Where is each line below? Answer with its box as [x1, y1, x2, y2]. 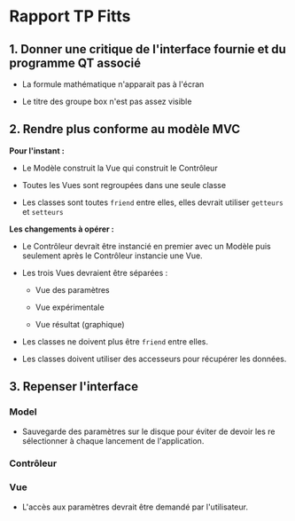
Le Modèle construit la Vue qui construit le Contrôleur [21, 162, 219, 173]
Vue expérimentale [35, 302, 105, 312]
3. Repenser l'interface [9, 379, 139, 394]
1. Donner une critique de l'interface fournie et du [9, 42, 286, 57]
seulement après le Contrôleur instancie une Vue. [21, 250, 203, 261]
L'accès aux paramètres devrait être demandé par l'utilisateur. [21, 501, 248, 512]
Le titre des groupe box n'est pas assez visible [21, 96, 192, 107]
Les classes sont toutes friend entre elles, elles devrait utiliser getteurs [21, 197, 283, 208]
